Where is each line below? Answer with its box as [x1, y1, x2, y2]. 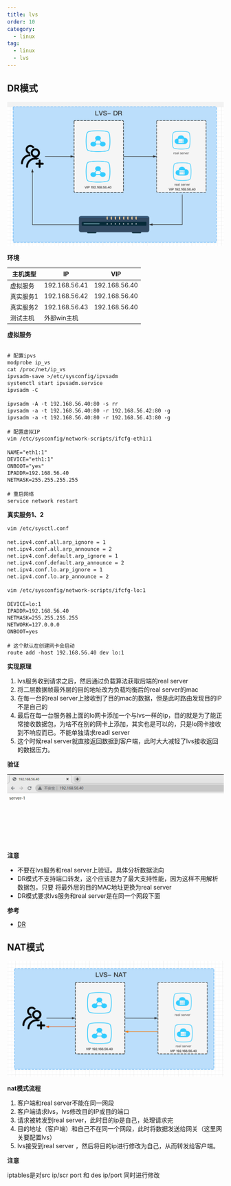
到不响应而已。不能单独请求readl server [16, 728, 130, 736]
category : [7, 25, 36, 32]
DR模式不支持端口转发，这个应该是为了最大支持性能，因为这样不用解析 [16, 874, 219, 883]
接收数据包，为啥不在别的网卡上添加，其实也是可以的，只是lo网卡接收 [23, 719, 221, 728]
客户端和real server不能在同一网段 [16, 1099, 115, 1107]
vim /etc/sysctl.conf [7, 525, 69, 532]
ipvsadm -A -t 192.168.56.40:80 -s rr [7, 400, 118, 407]
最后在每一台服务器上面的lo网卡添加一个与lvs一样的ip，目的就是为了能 [16, 711, 217, 719]
